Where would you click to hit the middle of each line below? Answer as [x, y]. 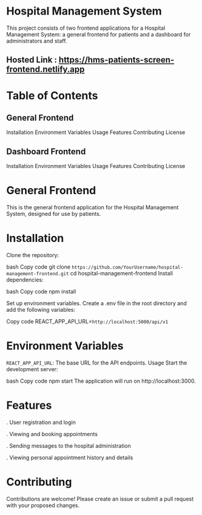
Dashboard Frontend [46, 151]
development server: [32, 369]
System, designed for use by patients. [54, 214]
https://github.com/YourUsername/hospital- [128, 268]
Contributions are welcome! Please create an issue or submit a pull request [100, 499]
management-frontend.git [38, 274]
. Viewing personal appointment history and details [70, 457]
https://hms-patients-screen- [116, 60]
